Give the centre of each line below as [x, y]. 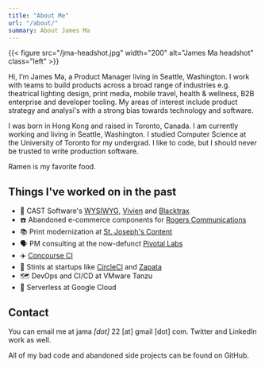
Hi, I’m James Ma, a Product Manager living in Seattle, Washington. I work [129, 77]
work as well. [30, 340]
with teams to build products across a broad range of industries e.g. [119, 85]
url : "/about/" [33, 23]
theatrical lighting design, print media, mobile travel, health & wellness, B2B [131, 94]
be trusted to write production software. [73, 151]
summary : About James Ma [49, 30]
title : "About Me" [38, 15]
